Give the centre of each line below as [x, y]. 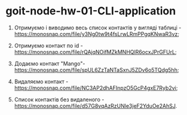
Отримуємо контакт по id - [48, 46]
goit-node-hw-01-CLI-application [91, 11]
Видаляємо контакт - [41, 81]
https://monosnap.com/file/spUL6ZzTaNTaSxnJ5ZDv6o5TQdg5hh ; [96, 69]
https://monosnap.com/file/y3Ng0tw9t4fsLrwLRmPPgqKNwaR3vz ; [97, 34]
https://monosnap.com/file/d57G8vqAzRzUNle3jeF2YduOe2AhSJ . [96, 105]
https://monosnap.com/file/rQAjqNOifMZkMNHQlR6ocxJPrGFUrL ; [95, 52]
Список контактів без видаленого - [59, 99]
